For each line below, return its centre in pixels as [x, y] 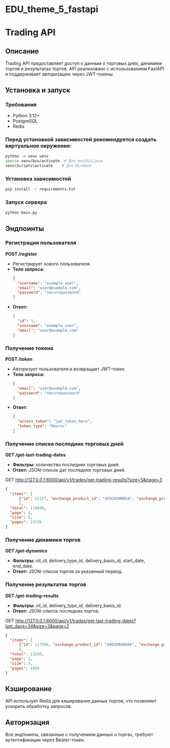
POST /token [19, 359]
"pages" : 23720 [26, 522]
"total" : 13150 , [27, 654]
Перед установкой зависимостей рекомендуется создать [81, 139]
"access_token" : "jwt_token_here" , [55, 422]
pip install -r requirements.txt [40, 189]
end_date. [23, 566]
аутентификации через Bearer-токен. [45, 740]
